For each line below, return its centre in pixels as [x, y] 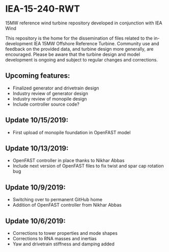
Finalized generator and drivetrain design [56, 88]
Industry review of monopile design [50, 99]
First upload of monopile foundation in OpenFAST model [72, 132]
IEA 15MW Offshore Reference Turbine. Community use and [96, 43]
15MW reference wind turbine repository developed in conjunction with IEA [84, 23]
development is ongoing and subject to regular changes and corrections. [81, 59]
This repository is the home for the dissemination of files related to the [79, 38]
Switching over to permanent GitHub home [58, 200]
